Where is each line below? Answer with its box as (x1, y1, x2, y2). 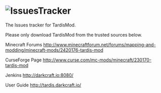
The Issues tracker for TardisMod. (5, 22, 76, 28)
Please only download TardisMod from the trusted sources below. (5, 32, 143, 38)
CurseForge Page (5, 56, 42, 63)
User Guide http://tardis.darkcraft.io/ (5, 82, 82, 88)
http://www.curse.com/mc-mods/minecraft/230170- (43, 56, 152, 63)
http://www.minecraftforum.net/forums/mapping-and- (43, 41, 156, 48)
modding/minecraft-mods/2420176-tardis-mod (5, 47, 104, 53)
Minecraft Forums (5, 41, 43, 48)
